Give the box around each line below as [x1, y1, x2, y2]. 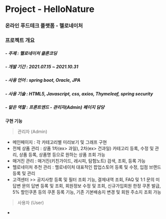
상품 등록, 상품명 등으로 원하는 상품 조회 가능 [19, 151, 106, 158]
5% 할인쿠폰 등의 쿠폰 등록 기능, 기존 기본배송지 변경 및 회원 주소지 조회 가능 [12, 189, 162, 195]
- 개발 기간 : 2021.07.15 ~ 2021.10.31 [5, 64, 79, 69]
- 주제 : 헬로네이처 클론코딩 [5, 50, 57, 56]
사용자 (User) [17, 200, 44, 206]
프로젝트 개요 [5, 37, 35, 44]
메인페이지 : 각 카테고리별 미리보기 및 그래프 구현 [12, 139, 107, 145]
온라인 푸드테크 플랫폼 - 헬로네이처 [5, 22, 83, 29]
